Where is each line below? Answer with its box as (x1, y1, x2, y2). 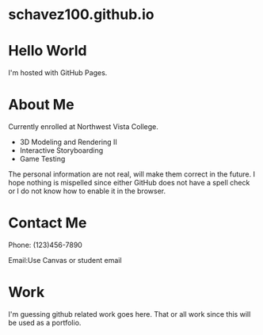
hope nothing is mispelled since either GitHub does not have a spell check (8, 178, 250, 188)
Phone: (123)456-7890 (8, 240, 83, 249)
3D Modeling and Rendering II (19, 137, 117, 147)
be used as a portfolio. (8, 318, 82, 327)
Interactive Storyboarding (19, 146, 104, 155)
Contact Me (8, 214, 87, 232)
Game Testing (19, 154, 66, 164)
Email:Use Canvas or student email (8, 256, 122, 265)
